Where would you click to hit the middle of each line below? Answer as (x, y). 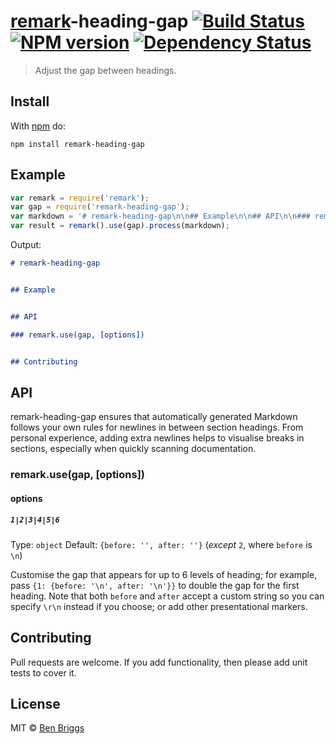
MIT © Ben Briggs (47, 728)
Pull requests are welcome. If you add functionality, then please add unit (159, 662)
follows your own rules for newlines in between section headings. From (157, 427)
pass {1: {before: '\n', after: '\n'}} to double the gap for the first (155, 585)
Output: (26, 245)
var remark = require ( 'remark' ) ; (80, 198)
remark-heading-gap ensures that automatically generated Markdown (154, 417)
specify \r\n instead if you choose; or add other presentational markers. (159, 606)
